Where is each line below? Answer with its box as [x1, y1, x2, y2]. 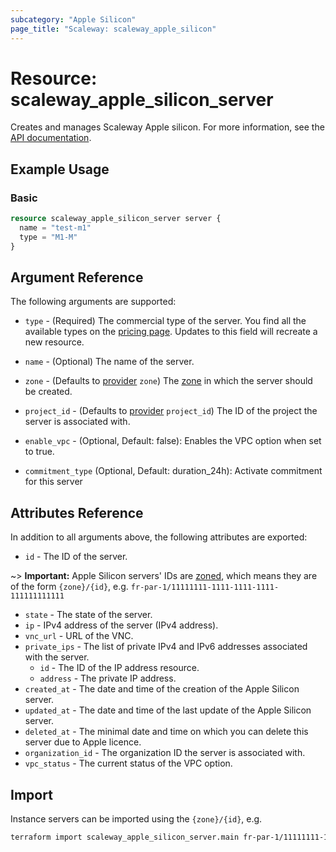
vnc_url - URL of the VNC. [24, 630, 134, 642]
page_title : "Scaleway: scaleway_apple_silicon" [10, 24, 217, 34]
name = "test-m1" [19, 223, 92, 233]
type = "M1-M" [19, 232, 78, 242]
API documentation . [10, 132, 92, 144]
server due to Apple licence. [24, 736, 142, 748]
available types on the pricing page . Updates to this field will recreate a [24, 326, 318, 338]
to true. [24, 446, 55, 458]
